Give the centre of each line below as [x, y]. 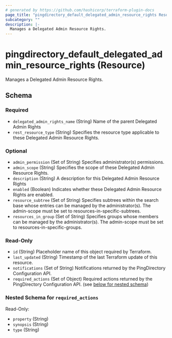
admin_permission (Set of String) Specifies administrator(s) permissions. [89, 162]
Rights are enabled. [33, 195]
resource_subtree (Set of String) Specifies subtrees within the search [85, 200]
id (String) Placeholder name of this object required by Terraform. [82, 252]
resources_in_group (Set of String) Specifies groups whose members [85, 217]
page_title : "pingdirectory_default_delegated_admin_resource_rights [81, 15]
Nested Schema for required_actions [52, 298]
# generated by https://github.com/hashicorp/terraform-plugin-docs [80, 10]
